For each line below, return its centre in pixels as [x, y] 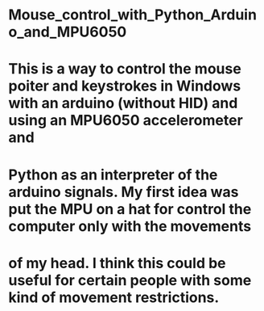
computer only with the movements [130, 226]
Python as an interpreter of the [113, 174]
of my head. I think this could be [117, 263]
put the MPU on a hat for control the [130, 209]
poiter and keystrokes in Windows [125, 86]
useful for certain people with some [130, 280]
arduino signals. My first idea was [124, 192]
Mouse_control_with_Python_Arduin [133, 15]
